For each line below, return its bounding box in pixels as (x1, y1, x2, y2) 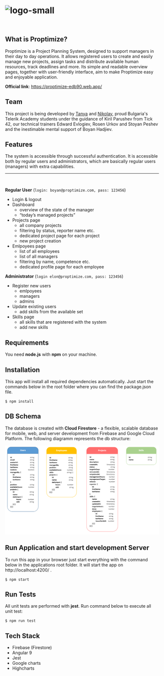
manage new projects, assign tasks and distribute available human (5, 59, 139, 64)
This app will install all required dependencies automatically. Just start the (5, 379, 154, 384)
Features (5, 140, 33, 148)
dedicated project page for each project (19, 233, 100, 239)
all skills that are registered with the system (19, 319, 106, 325)
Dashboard (12, 202, 35, 207)
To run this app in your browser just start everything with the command (5, 556, 148, 562)
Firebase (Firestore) (12, 645, 52, 651)
